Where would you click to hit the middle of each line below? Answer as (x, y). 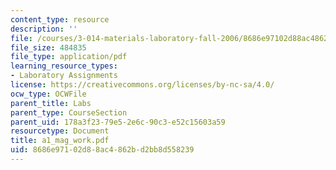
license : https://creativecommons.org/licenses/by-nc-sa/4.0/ (142, 85)
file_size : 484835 (48, 47)
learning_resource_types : (64, 66)
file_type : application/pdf (69, 57)
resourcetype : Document (60, 131)
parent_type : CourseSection (69, 112)
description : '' (44, 29)
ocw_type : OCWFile (48, 94)
